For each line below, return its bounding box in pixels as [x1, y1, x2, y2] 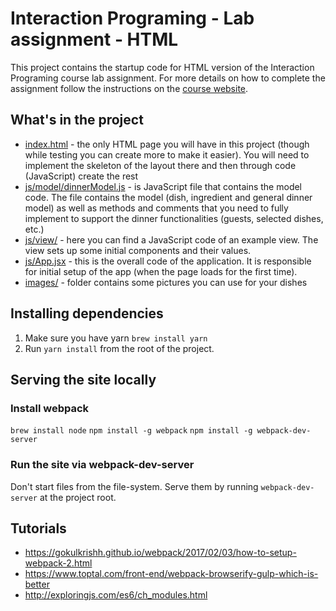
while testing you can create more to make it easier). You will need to [24, 148, 310, 161]
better [24, 578, 50, 591]
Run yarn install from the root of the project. [24, 342, 215, 354]
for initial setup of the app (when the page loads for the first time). [24, 265, 298, 277]
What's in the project [10, 112, 144, 129]
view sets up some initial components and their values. [24, 244, 252, 256]
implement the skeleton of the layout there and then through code [24, 159, 297, 171]
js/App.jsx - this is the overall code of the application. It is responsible [24, 255, 312, 267]
